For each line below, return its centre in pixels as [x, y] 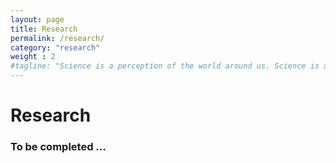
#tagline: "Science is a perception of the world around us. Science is [165, 66]
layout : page [37, 19]
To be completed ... [58, 147]
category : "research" [55, 47]
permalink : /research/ [57, 38]
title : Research [44, 29]
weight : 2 [33, 57]
